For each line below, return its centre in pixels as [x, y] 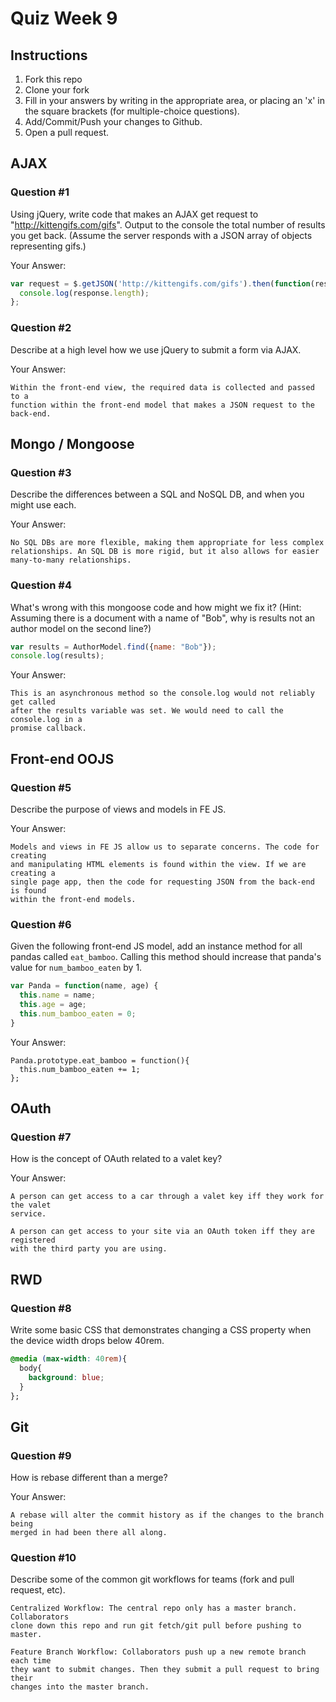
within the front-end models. [73, 900]
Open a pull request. [67, 132]
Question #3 [41, 472]
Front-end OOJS [62, 758]
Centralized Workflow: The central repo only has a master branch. [154, 1608]
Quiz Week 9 [64, 18]
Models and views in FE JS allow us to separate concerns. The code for [165, 847]
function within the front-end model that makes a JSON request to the [162, 405]
